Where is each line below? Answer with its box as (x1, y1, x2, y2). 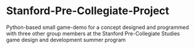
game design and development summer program (6, 36, 126, 43)
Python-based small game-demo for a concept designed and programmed (6, 24, 189, 31)
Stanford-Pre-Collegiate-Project (6, 4, 169, 18)
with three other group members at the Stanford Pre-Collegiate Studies (6, 30, 180, 37)
